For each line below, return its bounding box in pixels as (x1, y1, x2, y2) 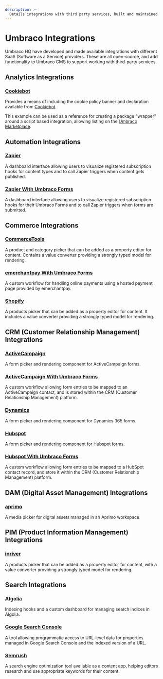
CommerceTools (5, 236, 45, 243)
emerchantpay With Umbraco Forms (5, 269, 93, 276)
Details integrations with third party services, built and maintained (9, 12, 158, 17)
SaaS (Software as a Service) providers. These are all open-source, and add (5, 54, 158, 60)
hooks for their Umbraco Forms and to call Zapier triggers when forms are (5, 202, 153, 208)
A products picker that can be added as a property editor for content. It (5, 309, 147, 314)
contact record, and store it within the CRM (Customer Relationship (5, 470, 140, 475)
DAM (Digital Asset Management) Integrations (5, 488, 148, 497)
